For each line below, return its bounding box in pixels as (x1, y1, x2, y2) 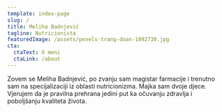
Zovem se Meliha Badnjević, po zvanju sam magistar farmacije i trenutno (7, 74, 216, 83)
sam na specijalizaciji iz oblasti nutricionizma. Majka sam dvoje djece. (7, 81, 207, 90)
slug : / (7, 17, 30, 24)
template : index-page (7, 10, 70, 17)
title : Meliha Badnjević (7, 23, 79, 30)
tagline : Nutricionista (7, 29, 77, 37)
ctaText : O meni (13, 49, 61, 56)
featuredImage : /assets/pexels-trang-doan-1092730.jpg (7, 36, 170, 43)
